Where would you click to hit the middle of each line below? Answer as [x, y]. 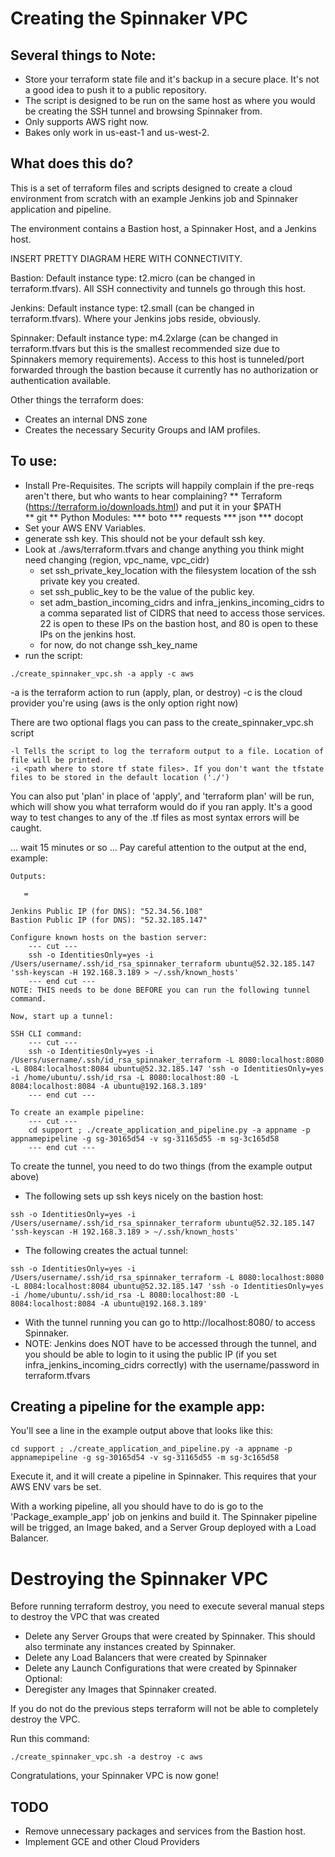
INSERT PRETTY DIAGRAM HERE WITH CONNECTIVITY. [126, 258]
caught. [26, 828]
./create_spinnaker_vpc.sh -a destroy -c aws [106, 1757]
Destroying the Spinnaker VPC [139, 1578]
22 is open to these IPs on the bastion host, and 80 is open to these [179, 623]
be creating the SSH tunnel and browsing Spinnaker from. [143, 111]
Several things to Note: [83, 55]
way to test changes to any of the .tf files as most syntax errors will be [155, 817]
